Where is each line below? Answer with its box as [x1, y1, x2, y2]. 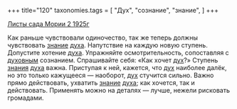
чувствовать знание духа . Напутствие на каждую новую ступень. [7, 41, 208, 49]
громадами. [7, 93, 44, 102]
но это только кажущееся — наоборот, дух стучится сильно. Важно [7, 71, 214, 79]
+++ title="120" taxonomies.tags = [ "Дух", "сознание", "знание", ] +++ [7, 6, 219, 14]
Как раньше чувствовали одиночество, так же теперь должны [7, 33, 198, 42]
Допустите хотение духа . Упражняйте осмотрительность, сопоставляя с [7, 49, 229, 57]
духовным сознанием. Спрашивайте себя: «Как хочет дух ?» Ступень [7, 56, 218, 64]
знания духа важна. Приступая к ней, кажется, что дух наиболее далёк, [7, 64, 227, 71]
